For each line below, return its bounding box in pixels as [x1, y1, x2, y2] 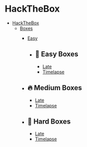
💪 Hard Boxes [27, 117, 71, 126]
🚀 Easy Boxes [35, 50, 78, 58]
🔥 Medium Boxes [27, 83, 82, 92]
